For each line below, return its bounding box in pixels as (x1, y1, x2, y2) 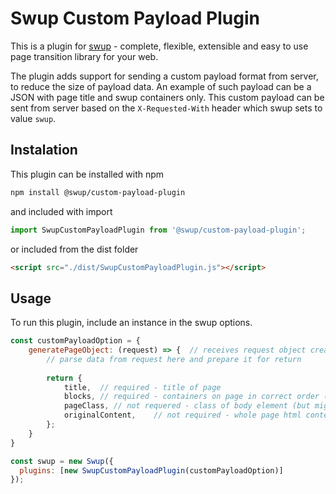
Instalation (10, 142, 78, 159)
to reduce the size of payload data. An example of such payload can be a (10, 80, 312, 92)
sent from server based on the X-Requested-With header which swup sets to (10, 102, 323, 114)
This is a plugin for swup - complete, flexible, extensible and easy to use (10, 40, 309, 52)
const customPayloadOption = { (10, 336, 141, 346)
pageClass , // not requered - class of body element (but (63, 401, 311, 411)
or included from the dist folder (10, 243, 139, 255)
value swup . (10, 112, 57, 124)
